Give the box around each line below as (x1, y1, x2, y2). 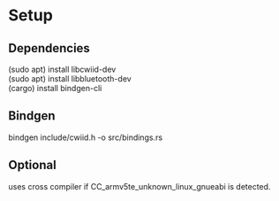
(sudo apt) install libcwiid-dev (8, 64, 117, 74)
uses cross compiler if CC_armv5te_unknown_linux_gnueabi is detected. (8, 181, 271, 191)
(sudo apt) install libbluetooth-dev (8, 73, 132, 84)
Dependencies (8, 41, 90, 56)
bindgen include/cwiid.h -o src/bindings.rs (8, 132, 163, 143)
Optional (8, 158, 57, 173)
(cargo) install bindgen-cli (8, 83, 102, 93)
